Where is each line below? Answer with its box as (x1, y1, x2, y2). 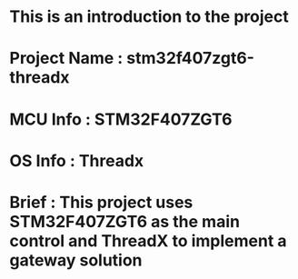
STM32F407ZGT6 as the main (9, 211, 241, 232)
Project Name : (9, 48, 124, 69)
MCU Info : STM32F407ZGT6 (9, 109, 233, 129)
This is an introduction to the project (9, 6, 289, 27)
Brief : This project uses (9, 192, 194, 213)
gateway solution (9, 250, 143, 270)
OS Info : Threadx (9, 150, 144, 171)
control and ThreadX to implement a (9, 230, 288, 251)
